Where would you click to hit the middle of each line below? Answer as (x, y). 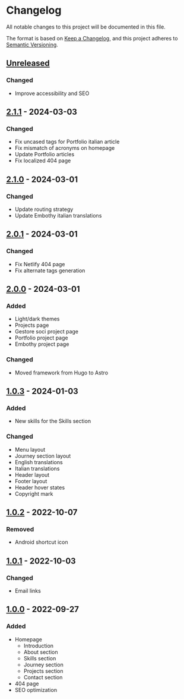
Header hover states (40, 487)
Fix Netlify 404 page (40, 264)
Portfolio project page (41, 338)
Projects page (32, 325)
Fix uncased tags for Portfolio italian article (67, 142)
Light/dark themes (37, 319)
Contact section (43, 677)
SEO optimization (36, 689)
